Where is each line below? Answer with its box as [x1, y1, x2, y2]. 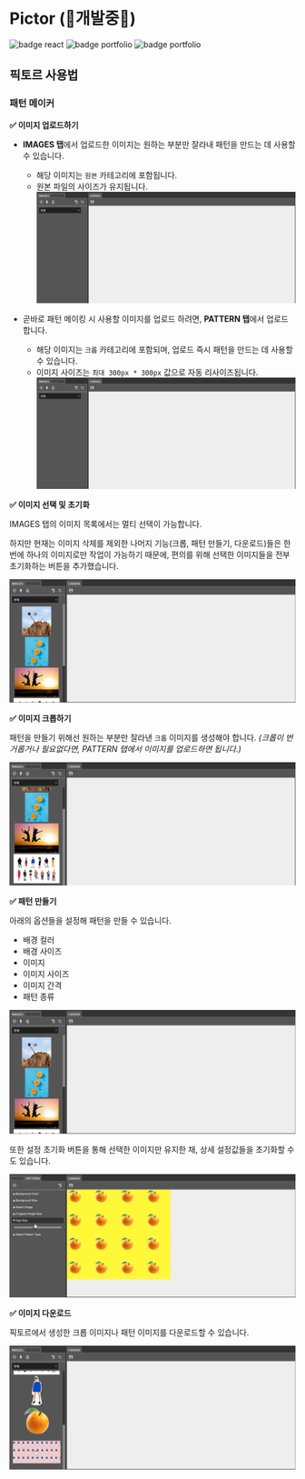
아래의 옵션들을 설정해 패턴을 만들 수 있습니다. [9, 914, 172, 925]
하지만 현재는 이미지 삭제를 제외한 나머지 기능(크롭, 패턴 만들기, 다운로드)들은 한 [9, 537, 291, 548]
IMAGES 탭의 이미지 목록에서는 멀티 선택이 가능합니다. [9, 518, 202, 529]
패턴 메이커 [9, 97, 55, 110]
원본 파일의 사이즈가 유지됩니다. [35, 181, 148, 192]
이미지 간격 [22, 979, 63, 991]
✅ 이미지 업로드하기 [9, 119, 79, 130]
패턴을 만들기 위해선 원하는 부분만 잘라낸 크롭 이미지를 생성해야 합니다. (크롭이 [9, 733, 284, 744]
